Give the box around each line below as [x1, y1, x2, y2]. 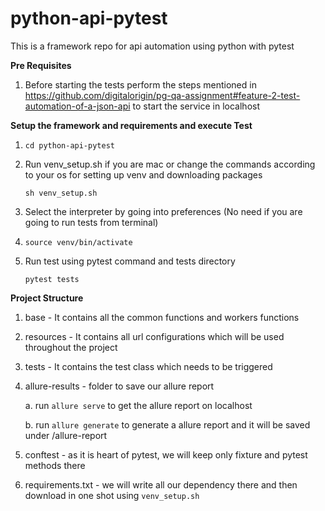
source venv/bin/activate [24, 237, 133, 247]
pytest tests [24, 274, 80, 284]
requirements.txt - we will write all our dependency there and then [24, 478, 298, 491]
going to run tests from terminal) [24, 216, 159, 228]
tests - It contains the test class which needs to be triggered [24, 360, 273, 372]
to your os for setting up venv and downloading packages [24, 168, 263, 181]
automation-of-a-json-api [24, 100, 131, 112]
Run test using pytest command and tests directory [24, 255, 236, 267]
